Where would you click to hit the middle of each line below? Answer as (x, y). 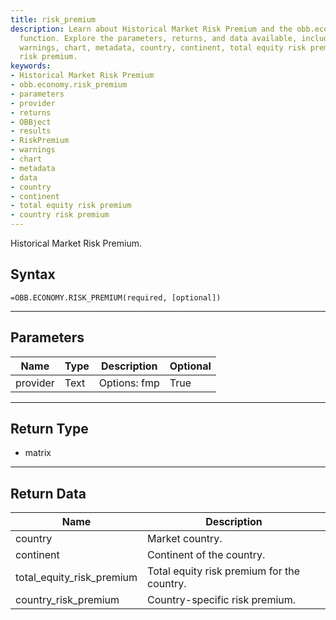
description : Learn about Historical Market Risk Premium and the (151, 29)
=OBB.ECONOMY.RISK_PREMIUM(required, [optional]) (116, 297)
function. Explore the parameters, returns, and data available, (158, 38)
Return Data (48, 493)
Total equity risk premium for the (224, 571)
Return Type (49, 429)
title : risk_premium (53, 19)
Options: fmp (129, 383)
